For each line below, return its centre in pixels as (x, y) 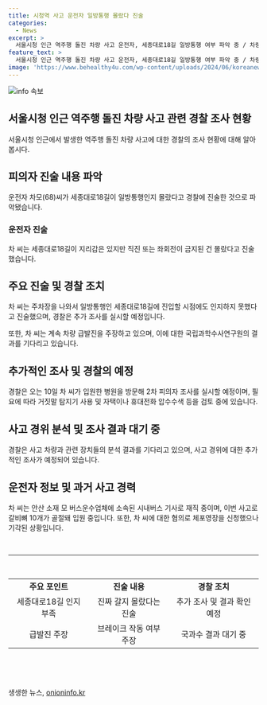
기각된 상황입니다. (36, 528)
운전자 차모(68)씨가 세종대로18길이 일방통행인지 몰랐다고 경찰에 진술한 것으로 (128, 197)
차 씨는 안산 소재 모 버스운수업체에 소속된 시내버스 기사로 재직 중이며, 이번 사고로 (133, 508)
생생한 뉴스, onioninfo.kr (47, 692)
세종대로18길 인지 (49, 602)
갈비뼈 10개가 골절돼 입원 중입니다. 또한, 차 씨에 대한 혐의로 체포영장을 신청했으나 (133, 517)
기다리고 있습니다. (50, 344)
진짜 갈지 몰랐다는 (129, 602)
